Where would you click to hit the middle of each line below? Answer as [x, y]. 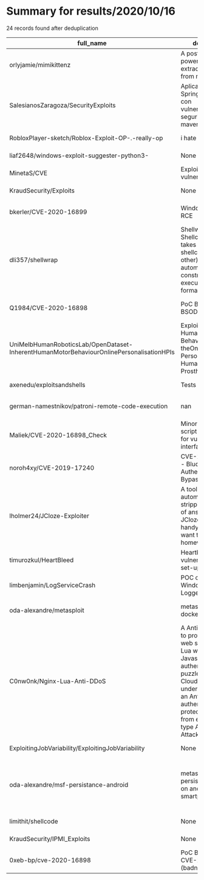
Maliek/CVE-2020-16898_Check [58, 435]
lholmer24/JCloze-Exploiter [49, 516]
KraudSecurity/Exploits [42, 190]
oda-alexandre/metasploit [47, 610]
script [189, 431]
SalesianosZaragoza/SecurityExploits [63, 105]
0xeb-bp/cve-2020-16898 [50, 860]
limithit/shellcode [34, 821]
